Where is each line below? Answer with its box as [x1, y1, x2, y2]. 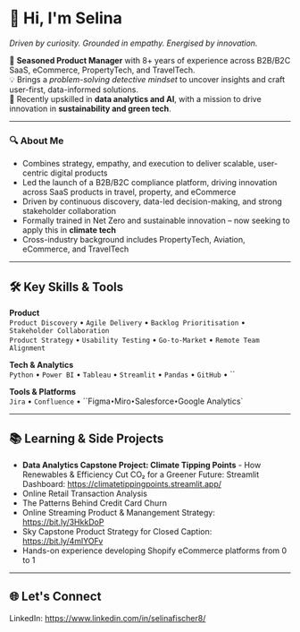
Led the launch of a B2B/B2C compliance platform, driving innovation [21, 177, 278, 188]
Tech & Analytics [9, 360, 74, 371]
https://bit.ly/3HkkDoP [21, 517, 104, 527]
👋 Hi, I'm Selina [9, 8, 123, 29]
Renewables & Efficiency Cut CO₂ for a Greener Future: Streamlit [21, 469, 260, 480]
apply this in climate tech [21, 225, 116, 235]
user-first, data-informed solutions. [9, 84, 138, 95]
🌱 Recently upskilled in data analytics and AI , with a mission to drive [9, 93, 262, 104]
